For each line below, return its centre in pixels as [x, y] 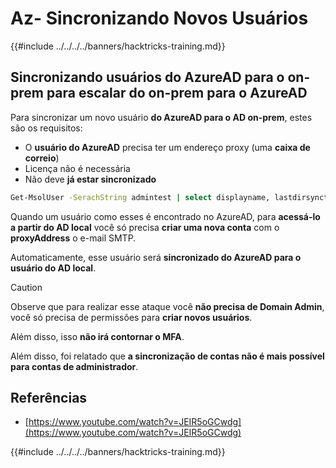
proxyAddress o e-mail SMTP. [73, 238]
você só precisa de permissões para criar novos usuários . [131, 317]
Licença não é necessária [77, 168]
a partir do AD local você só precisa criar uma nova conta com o [145, 227]
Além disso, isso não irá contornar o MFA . [97, 336]
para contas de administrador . [74, 366]
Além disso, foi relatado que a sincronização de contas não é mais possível [167, 356]
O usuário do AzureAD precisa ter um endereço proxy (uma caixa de [167, 147]
